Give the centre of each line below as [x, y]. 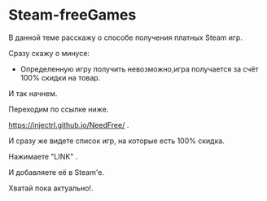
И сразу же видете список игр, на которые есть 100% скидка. [117, 141]
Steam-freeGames [72, 15]
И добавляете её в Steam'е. [57, 172]
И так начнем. [33, 93]
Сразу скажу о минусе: [49, 53]
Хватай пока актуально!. [51, 188]
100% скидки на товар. [60, 77]
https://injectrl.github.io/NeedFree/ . [69, 125]
